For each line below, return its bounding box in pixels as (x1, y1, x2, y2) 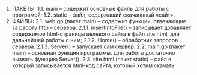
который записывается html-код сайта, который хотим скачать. (11, 62, 176, 69)
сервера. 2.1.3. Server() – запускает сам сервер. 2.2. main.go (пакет (11, 43, 186, 50)
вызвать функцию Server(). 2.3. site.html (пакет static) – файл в (11, 56, 172, 62)
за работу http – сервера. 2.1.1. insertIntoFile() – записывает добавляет (11, 24, 191, 31)
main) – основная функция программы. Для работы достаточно (11, 49, 175, 56)
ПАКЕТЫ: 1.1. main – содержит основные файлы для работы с (11, 5, 169, 12)
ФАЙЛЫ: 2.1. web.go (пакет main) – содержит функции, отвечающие (11, 18, 186, 24)
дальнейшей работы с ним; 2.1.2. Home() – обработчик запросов (11, 37, 178, 43)
